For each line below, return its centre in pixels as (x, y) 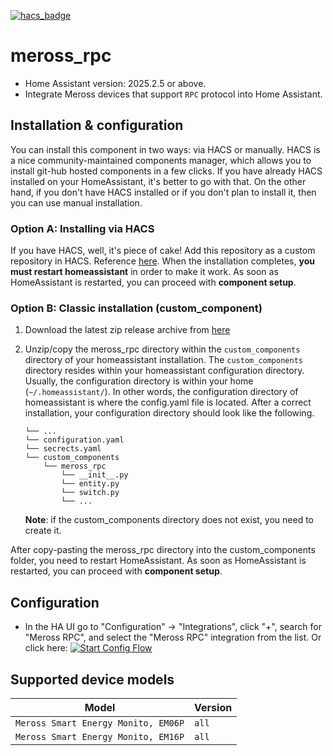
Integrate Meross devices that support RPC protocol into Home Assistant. (173, 94)
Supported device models (92, 679)
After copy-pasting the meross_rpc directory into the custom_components (163, 550)
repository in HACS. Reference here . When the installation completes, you (162, 261)
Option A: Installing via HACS (82, 228)
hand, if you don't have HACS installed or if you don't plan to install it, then (163, 192)
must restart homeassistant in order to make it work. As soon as (144, 272)
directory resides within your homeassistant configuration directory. (164, 371)
